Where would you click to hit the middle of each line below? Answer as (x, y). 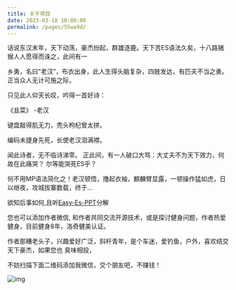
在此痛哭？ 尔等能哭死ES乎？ (55, 164)
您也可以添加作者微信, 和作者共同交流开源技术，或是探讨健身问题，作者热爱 (117, 217)
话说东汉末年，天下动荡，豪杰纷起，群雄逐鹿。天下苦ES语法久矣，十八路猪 (116, 48)
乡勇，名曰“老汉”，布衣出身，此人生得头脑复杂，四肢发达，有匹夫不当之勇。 (118, 72)
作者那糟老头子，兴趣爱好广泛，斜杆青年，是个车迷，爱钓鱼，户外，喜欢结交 (118, 241)
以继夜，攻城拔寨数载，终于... (50, 188)
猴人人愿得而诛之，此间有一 (47, 56)
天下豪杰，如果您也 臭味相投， (51, 250)
